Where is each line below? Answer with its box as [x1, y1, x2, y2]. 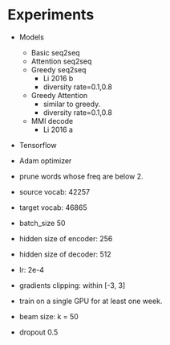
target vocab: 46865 [18, 203, 87, 212]
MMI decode [30, 116, 74, 125]
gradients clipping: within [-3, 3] [18, 280, 126, 290]
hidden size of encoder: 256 [18, 233, 113, 243]
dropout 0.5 [18, 327, 59, 337]
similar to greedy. [42, 99, 101, 109]
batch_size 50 [18, 218, 66, 228]
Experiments [7, 6, 95, 24]
